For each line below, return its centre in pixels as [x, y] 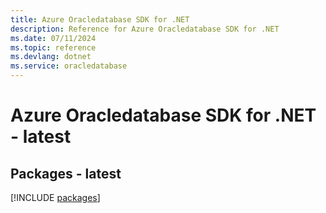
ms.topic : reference [53, 47]
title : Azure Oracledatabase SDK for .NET [100, 19]
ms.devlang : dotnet [51, 57]
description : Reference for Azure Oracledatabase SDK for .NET [145, 29]
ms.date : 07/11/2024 [53, 38]
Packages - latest [66, 173]
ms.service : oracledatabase [69, 66]
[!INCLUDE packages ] [55, 197]
